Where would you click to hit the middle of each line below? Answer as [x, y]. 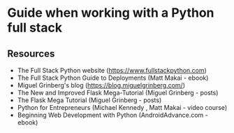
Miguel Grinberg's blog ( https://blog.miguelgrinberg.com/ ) [101, 85]
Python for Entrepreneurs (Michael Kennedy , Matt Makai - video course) [122, 107]
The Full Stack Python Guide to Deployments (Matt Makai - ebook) [113, 78]
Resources [31, 54]
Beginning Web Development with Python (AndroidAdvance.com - [112, 115]
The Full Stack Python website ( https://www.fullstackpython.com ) [112, 70]
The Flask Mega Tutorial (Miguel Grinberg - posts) [89, 100]
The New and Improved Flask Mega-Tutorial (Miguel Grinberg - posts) [118, 93]
